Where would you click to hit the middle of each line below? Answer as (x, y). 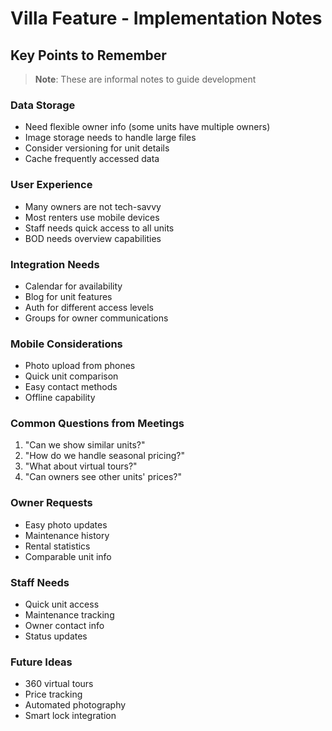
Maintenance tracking (69, 615)
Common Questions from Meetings (97, 424)
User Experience (51, 185)
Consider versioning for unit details (97, 148)
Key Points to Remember (88, 55)
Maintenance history (67, 535)
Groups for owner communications (96, 318)
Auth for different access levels (89, 307)
